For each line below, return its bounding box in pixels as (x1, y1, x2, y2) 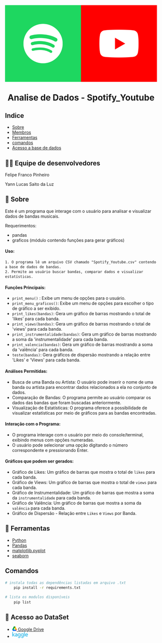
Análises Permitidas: (5, 368, 48, 374)
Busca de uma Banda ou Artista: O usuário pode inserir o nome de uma (12, 379, 153, 385)
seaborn (12, 553, 29, 559)
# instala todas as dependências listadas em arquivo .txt (5, 580, 126, 585)
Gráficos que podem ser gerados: (5, 458, 74, 464)
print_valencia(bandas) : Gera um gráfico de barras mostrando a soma (12, 342, 153, 348)
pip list (13, 600, 31, 605)
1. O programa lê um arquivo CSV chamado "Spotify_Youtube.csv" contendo (5, 260, 157, 265)
